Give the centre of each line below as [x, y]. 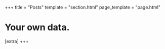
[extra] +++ [17, 41]
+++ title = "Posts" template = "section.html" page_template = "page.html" [82, 7]
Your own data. [37, 27]
